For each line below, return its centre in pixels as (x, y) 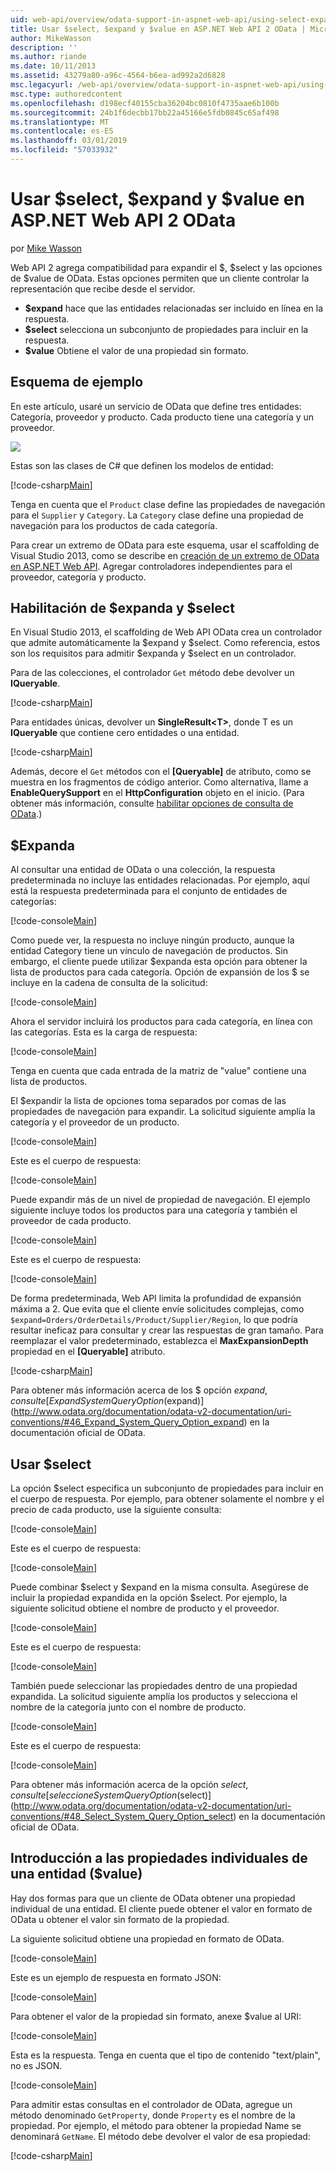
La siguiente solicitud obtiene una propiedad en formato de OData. (147, 1938)
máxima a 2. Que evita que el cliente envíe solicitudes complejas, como (157, 1309)
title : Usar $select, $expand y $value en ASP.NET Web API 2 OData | (158, 29)
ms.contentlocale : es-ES (62, 131)
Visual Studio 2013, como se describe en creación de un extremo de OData (165, 555)
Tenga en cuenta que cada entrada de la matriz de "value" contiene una (158, 1071)
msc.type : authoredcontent (66, 94)
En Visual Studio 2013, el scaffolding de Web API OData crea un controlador (166, 632)
